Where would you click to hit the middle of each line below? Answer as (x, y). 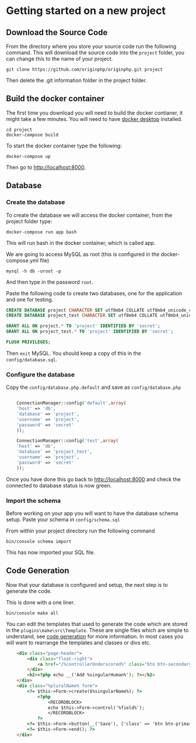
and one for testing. (30, 299)
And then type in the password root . (50, 282)
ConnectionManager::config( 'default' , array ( (71, 403)
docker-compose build (32, 135)
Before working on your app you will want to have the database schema (92, 513)
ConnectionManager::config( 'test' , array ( (67, 441)
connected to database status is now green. (59, 485)
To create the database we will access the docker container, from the (89, 215)
